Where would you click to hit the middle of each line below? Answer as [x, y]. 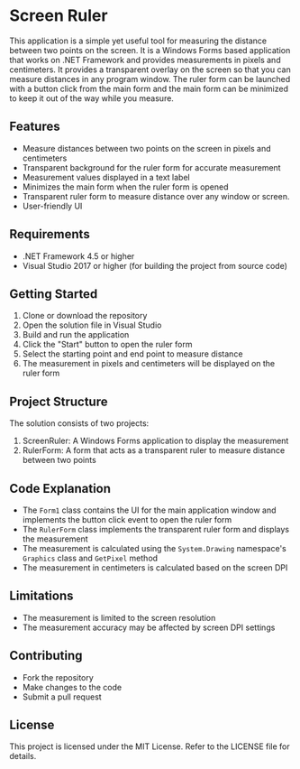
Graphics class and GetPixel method [90, 558]
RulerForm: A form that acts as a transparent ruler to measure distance [154, 450]
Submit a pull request [62, 697]
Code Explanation [60, 488]
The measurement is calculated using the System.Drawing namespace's [154, 548]
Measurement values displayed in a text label [106, 177]
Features [35, 127]
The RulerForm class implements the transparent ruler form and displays [156, 529]
